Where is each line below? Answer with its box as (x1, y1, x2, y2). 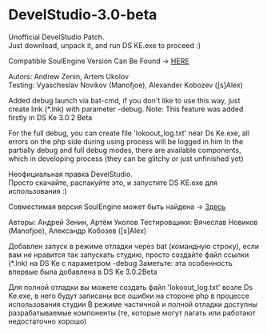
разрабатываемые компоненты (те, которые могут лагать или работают (8, 308, 256, 317)
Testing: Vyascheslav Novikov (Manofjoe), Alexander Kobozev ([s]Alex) (8, 80, 244, 90)
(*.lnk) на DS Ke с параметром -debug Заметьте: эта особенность (8, 258, 233, 268)
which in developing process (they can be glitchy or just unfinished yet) (8, 154, 244, 163)
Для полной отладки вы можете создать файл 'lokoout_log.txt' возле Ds (8, 282, 253, 292)
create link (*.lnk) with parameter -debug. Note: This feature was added (8, 104, 244, 114)
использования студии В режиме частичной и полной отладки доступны (8, 299, 257, 309)
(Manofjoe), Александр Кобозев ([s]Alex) (8, 226, 147, 235)
